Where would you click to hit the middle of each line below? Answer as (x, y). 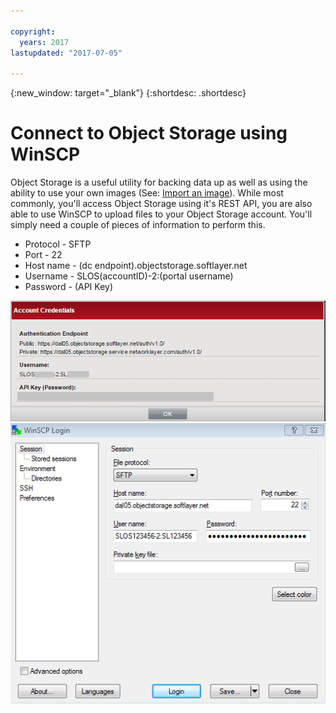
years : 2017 (44, 42)
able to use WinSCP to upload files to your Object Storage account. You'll (161, 214)
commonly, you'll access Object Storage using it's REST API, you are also (161, 204)
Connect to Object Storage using (149, 133)
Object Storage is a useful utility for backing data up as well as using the (159, 182)
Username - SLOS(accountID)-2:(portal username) (129, 276)
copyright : (33, 31)
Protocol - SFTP (58, 244)
